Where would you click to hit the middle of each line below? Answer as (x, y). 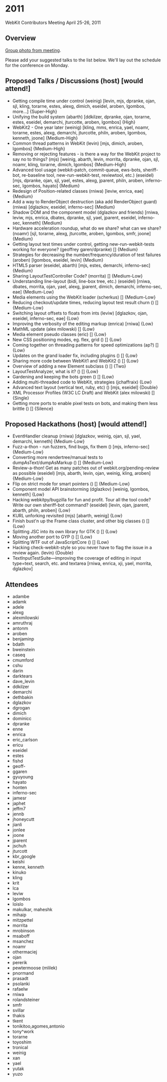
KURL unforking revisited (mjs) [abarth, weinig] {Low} (68, 516)
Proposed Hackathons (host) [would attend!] (76, 424)
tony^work (23, 1032)
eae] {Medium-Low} (33, 292)
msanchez (23, 941)
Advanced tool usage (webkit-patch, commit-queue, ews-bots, (77, 170)
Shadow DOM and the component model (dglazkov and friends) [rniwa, (86, 212)
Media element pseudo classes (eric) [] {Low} (59, 334)
